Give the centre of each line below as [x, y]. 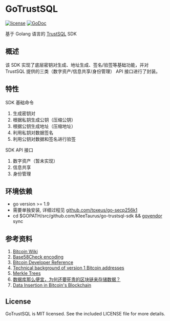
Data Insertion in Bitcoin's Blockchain [52, 285]
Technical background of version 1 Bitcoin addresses [68, 268]
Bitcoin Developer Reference [43, 262]
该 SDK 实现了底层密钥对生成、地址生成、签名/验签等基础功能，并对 [77, 65]
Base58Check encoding [38, 257]
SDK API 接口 [19, 150]
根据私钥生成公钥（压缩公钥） [44, 120]
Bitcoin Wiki [25, 252]
